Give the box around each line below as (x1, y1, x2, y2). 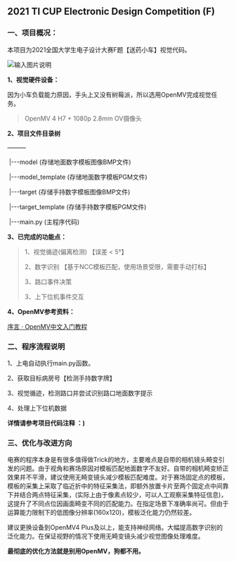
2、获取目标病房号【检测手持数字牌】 (7, 373, 116, 382)
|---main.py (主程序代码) (8, 218, 80, 226)
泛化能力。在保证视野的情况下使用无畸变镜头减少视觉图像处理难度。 (7, 532, 204, 541)
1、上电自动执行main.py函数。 (7, 358, 95, 367)
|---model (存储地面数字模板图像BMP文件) (8, 158, 131, 166)
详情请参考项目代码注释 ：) (7, 418, 86, 427)
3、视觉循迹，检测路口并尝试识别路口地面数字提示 (7, 389, 153, 397)
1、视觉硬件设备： (7, 75, 60, 84)
